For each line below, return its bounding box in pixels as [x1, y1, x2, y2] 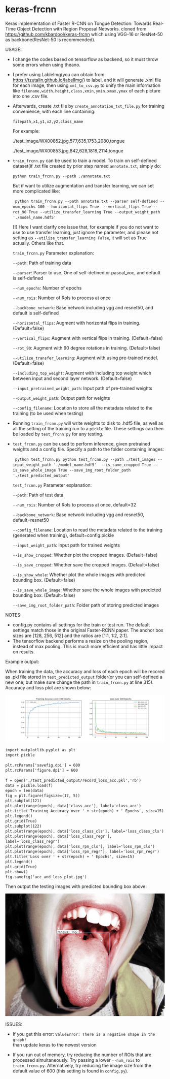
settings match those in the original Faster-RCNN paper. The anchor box [12, 627, 163, 633]
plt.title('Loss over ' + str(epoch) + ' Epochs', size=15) [5, 854, 135, 860]
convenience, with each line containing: [12, 108, 96, 114]
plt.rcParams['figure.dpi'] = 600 [5, 768, 78, 773]
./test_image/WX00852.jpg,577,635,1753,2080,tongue [12, 138, 125, 144]
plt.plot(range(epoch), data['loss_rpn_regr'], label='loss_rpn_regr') [5, 849, 159, 854]
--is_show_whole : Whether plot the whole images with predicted [12, 572, 146, 578]
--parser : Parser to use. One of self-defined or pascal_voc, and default [12, 269, 161, 275]
